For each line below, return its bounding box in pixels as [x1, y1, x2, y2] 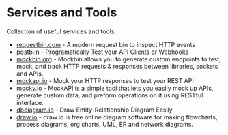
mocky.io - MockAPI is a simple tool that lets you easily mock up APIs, [16, 84, 214, 92]
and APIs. [16, 70, 44, 78]
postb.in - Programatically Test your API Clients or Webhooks [16, 48, 189, 56]
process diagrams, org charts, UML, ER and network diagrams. [16, 120, 194, 128]
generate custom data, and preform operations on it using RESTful [16, 91, 203, 100]
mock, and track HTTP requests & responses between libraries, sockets [16, 62, 218, 70]
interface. [16, 98, 44, 106]
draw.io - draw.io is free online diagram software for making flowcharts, [16, 112, 218, 121]
